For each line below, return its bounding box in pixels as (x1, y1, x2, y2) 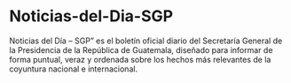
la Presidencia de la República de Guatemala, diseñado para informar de (9, 44, 273, 55)
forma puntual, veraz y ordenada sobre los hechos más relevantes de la (9, 54, 271, 64)
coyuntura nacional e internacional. (9, 64, 138, 74)
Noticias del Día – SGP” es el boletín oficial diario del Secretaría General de (9, 35, 283, 46)
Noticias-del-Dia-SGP (9, 6, 174, 26)
